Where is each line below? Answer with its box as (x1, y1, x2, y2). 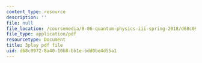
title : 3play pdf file (6, 43, 63, 49)
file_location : (6, 25, 44, 32)
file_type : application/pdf (6, 31, 77, 37)
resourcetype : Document (6, 37, 66, 43)
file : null (6, 20, 34, 26)
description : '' (6, 14, 47, 20)
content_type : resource (6, 8, 66, 15)
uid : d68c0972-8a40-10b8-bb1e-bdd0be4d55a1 (6, 48, 117, 54)
